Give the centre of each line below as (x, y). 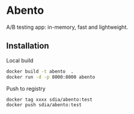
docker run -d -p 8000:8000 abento (51, 77)
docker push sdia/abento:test (44, 105)
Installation (28, 46)
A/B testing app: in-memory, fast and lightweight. (67, 27)
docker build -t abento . (40, 71)
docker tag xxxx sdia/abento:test (50, 100)
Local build (20, 60)
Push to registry (26, 88)
